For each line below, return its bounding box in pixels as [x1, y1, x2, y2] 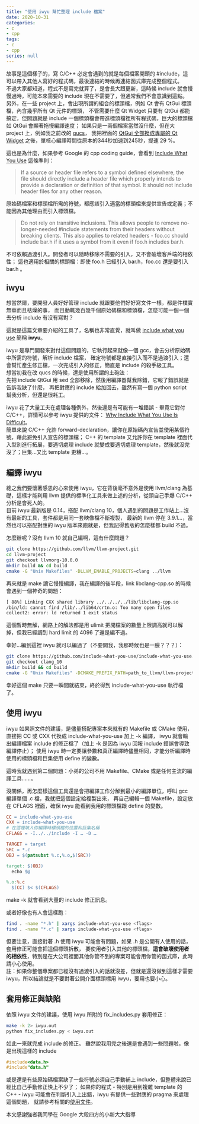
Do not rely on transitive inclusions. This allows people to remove [20, 219, 179, 226]
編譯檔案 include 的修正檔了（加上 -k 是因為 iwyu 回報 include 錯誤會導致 [11, 740, 190, 747]
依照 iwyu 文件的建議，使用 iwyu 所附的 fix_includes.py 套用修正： [6, 1011, 168, 1018]
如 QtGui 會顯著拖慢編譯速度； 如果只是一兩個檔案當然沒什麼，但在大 [6, 122, 175, 129]
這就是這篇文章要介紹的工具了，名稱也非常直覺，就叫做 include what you [6, 327, 185, 334]
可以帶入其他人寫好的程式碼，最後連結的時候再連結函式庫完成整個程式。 [6, 77, 182, 84]
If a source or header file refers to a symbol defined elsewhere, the [20, 169, 185, 176]
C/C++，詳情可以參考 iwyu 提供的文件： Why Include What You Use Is [6, 411, 178, 419]
